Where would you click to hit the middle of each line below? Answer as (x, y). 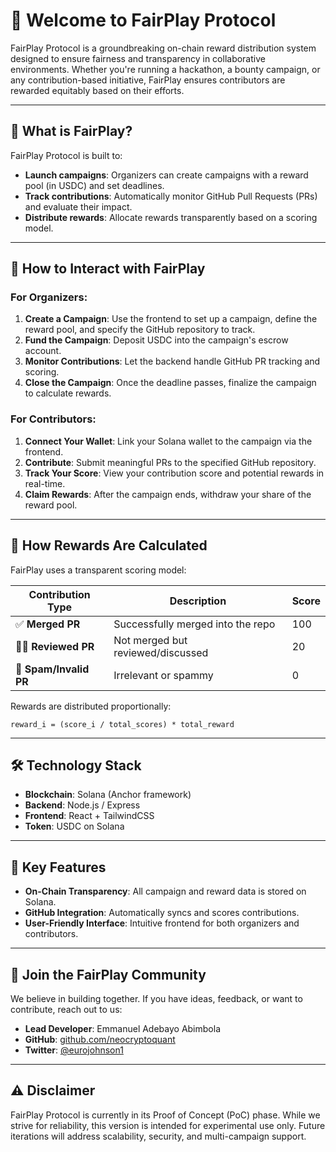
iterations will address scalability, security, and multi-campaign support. (158, 1136)
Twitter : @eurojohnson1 (74, 1050)
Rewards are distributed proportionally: (91, 706)
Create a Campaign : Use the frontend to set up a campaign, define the (171, 319)
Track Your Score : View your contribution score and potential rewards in (174, 473)
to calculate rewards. (68, 393)
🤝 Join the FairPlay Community (108, 974)
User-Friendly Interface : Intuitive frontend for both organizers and (162, 923)
